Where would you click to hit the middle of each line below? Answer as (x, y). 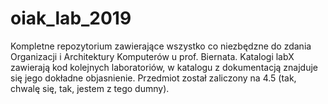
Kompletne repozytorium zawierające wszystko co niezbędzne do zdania (161, 46)
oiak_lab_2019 (71, 18)
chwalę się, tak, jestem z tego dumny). (90, 88)
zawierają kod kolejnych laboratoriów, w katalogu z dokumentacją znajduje (164, 67)
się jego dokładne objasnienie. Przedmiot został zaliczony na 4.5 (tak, (153, 78)
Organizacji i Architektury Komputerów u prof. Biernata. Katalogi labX (152, 56)
